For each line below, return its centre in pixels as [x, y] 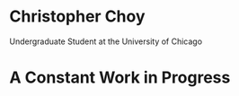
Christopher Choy [77, 17]
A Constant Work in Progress [120, 78]
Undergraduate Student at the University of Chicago [106, 41]
